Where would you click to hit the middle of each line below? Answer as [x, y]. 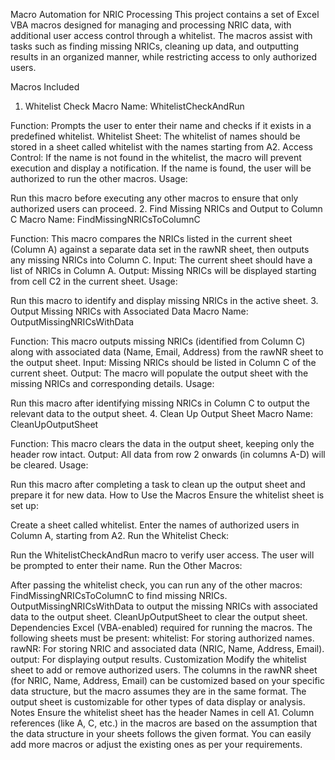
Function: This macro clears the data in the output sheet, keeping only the [162, 443]
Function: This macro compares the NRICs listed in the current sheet [151, 238]
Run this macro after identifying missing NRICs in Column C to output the [160, 403]
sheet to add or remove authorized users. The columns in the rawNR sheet [164, 670]
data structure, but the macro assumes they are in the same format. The [158, 691]
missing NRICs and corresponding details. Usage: [112, 383]
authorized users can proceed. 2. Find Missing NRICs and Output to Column [166, 208]
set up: [24, 505]
